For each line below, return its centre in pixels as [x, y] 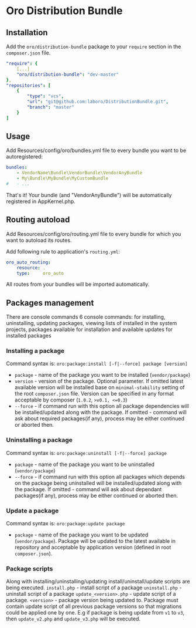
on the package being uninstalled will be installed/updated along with [98, 483]
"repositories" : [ [28, 85]
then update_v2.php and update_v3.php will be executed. [73, 619]
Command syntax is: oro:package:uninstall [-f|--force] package [86, 453]
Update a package [32, 511]
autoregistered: [24, 157]
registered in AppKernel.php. [41, 201]
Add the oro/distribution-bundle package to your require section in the [94, 46]
